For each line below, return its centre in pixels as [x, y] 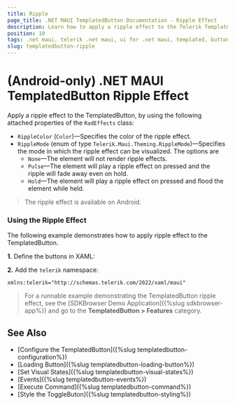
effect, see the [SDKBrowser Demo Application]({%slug [105, 303]
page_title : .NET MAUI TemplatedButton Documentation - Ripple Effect [112, 20]
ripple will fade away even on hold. [78, 173]
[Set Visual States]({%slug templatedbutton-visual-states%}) [105, 372]
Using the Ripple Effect [47, 220]
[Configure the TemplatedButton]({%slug [77, 350]
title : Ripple [28, 14]
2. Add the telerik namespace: [53, 270]
